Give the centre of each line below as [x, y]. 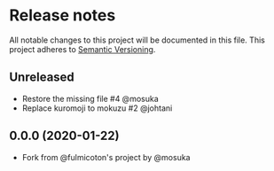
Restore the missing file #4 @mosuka [90, 98]
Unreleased [42, 78]
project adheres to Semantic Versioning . [82, 49]
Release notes [63, 16]
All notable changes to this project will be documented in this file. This [137, 40]
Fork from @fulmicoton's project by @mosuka [106, 157]
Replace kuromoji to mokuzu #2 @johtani [97, 108]
